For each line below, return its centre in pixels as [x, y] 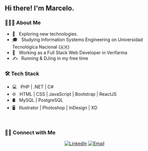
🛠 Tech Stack [22, 73]
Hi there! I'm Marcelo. [39, 8]
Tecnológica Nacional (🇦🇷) [41, 47]
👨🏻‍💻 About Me [23, 23]
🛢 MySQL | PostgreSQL [38, 100]
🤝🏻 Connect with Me [30, 132]
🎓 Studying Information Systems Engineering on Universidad [78, 40]
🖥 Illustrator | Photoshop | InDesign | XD [55, 107]
